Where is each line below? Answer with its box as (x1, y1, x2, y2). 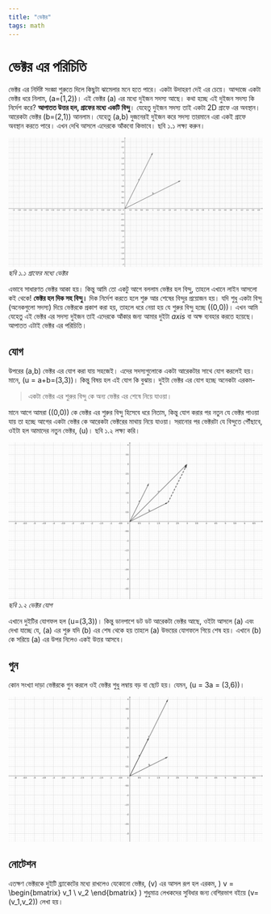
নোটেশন (8, 857, 36, 871)
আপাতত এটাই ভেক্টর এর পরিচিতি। (8, 320, 87, 331)
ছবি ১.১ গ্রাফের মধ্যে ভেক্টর (8, 268, 69, 278)
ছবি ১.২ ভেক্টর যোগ (8, 600, 52, 610)
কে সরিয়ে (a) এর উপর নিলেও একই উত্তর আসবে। (8, 635, 125, 645)
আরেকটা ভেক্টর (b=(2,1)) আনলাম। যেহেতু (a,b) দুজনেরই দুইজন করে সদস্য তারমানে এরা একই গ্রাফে (8, 112, 246, 121)
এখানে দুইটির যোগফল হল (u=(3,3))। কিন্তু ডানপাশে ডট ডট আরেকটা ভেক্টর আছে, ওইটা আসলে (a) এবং (8, 616, 254, 626)
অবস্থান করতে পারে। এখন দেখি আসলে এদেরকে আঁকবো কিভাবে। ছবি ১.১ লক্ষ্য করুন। (8, 121, 206, 131)
